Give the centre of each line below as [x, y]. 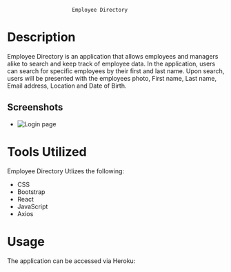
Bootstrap [31, 192]
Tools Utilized [47, 152]
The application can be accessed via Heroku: [71, 261]
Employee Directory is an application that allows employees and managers [113, 56]
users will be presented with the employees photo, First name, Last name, [112, 78]
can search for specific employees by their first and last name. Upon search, [116, 71]
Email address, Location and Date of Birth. [67, 86]
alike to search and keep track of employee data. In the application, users [111, 64]
